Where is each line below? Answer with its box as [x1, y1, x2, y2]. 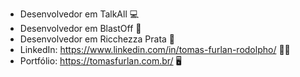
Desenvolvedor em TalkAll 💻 [19, 8, 140, 20]
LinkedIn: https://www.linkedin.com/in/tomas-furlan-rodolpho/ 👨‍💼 [19, 44, 291, 55]
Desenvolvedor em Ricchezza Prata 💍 [19, 33, 176, 45]
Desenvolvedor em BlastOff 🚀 [19, 23, 142, 34]
